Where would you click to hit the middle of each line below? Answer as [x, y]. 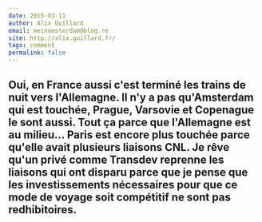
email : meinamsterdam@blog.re [59, 30]
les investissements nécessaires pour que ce [123, 185]
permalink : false [37, 53]
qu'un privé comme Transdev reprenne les [116, 160]
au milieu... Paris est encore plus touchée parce [129, 135]
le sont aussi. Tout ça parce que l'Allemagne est [130, 123]
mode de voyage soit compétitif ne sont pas [120, 198]
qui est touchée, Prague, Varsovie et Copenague [131, 110]
